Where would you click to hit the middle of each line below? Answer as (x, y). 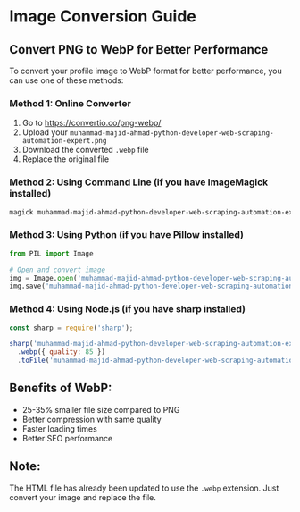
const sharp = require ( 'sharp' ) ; (71, 328)
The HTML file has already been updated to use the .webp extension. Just (144, 488)
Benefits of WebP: (61, 388)
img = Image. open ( (43, 278)
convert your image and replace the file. (83, 497)
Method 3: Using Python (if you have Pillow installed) (126, 235)
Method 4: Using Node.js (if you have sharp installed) (127, 309)
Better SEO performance (67, 438)
